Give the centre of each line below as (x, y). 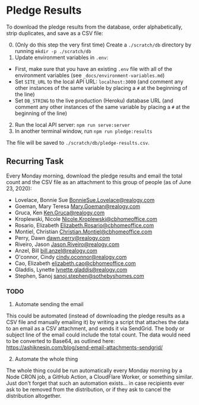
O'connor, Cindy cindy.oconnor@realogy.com (71, 257)
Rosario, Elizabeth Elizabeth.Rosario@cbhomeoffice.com (84, 225)
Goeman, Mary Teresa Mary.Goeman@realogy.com (78, 206)
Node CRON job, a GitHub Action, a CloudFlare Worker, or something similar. (100, 377)
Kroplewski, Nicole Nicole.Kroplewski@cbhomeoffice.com (86, 219)
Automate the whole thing (46, 359)
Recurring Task (35, 161)
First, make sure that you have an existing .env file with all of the (93, 68)
